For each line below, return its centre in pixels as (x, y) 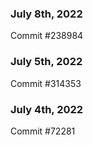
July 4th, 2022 (47, 109)
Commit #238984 (47, 36)
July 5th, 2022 (46, 62)
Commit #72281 (43, 131)
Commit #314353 (46, 83)
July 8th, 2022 (46, 14)
